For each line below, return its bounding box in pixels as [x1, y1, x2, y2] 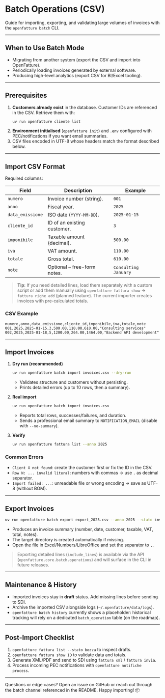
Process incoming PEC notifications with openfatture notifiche [12, 662, 142, 668]
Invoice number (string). [47, 195, 104, 202]
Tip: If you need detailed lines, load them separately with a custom [17, 282, 152, 288]
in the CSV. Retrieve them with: [12, 110, 75, 115]
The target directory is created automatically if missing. [12, 536, 124, 542]
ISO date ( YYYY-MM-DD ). [47, 211, 99, 218]
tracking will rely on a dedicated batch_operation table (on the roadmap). [12, 614, 160, 620]
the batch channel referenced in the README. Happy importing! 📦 [5, 687, 140, 693]
